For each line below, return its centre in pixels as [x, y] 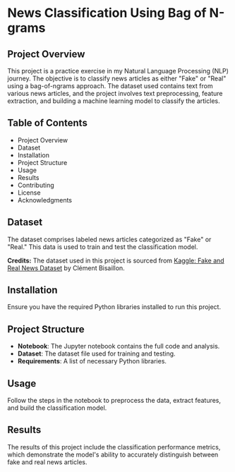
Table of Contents [48, 123]
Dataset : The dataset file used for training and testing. [96, 353]
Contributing [36, 185]
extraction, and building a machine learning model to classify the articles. [114, 101]
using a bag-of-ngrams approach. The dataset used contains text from [110, 86]
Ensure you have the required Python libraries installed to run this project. [114, 307]
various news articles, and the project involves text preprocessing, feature [115, 93]
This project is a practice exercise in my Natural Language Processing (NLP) [118, 71]
